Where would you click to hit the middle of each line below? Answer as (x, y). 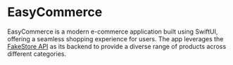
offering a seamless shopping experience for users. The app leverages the (115, 38)
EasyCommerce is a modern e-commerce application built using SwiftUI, (113, 31)
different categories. (37, 54)
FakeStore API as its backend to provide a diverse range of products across (117, 46)
